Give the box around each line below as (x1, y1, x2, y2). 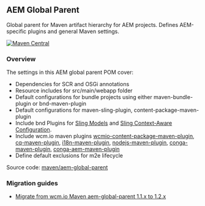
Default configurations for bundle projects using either (15, 94, 153, 101)
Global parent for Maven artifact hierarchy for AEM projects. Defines (6, 21, 179, 28)
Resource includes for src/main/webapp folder (15, 87, 133, 94)
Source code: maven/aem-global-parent (6, 164, 108, 171)
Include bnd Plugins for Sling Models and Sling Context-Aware (15, 119, 173, 127)
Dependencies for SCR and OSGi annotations (15, 81, 130, 88)
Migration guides (6, 179, 58, 188)
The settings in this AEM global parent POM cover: (6, 68, 133, 76)
